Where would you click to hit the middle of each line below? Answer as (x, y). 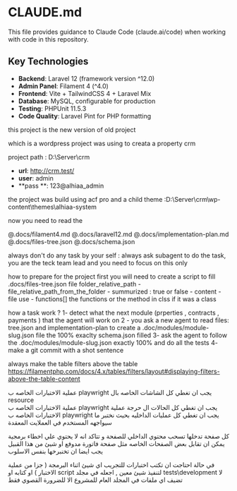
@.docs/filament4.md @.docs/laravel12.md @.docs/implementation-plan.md (119, 234)
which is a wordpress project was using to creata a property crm (102, 143)
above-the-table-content (44, 379)
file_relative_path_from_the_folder (57, 291)
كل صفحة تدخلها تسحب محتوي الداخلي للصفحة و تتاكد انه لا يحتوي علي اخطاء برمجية (119, 436)
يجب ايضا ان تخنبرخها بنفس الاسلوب (55, 451)
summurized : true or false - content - (166, 291)
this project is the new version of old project (72, 129)
